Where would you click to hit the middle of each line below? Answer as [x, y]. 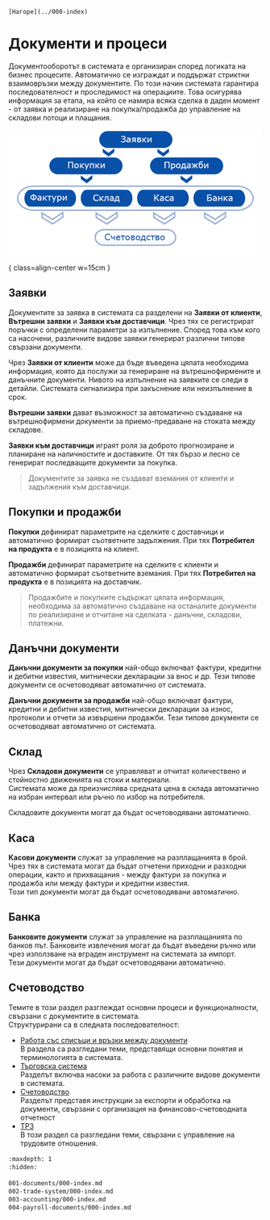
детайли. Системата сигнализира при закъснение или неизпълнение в [130, 388]
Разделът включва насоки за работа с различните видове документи [140, 1075]
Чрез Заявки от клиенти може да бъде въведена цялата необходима [129, 362]
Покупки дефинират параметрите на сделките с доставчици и [116, 532]
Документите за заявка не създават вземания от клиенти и [131, 478]
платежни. [46, 623]
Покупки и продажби [65, 512]
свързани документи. [46, 347]
